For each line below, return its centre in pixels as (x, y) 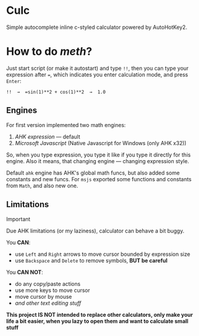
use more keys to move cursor (52, 290)
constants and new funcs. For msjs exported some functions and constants (99, 179)
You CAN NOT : (25, 272)
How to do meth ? (49, 51)
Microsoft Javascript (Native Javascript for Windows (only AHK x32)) (101, 143)
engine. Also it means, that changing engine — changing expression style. (98, 161)
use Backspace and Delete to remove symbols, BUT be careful (91, 260)
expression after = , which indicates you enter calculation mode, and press (97, 74)
